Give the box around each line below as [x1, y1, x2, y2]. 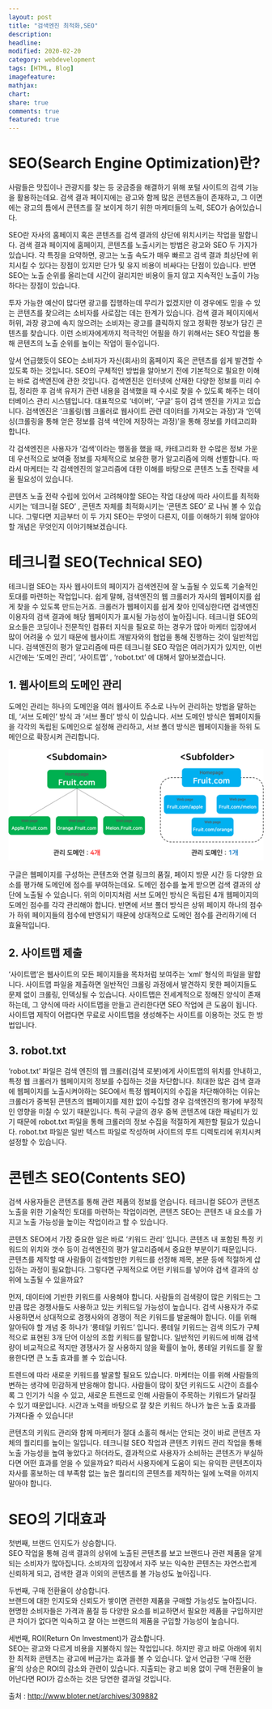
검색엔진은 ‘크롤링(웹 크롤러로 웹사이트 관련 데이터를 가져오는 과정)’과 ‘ [25, 406, 249, 417]
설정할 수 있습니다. [8, 1137, 67, 1147]
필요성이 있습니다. [16, 474, 74, 484]
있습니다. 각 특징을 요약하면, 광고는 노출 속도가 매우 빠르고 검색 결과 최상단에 [8, 250, 250, 260]
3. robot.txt [8, 1044, 67, 1057]
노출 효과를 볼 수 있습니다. [45, 1353, 127, 1363]
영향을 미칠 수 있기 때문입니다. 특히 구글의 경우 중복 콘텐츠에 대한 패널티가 [16, 1107, 250, 1117]
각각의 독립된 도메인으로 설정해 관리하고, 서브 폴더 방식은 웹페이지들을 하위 [16, 721, 253, 731]
